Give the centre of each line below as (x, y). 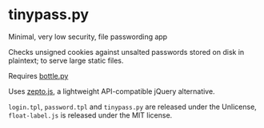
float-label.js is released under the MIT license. (90, 115)
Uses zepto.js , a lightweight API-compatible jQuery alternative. (112, 91)
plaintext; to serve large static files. (66, 60)
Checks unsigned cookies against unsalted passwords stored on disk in (126, 52)
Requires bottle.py (38, 76)
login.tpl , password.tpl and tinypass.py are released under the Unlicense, (133, 107)
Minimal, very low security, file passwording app (88, 37)
